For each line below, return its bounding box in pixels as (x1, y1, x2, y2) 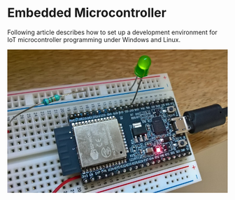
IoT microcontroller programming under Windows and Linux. (7, 35, 181, 43)
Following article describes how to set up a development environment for (7, 28, 218, 36)
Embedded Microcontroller (7, 5, 166, 21)
